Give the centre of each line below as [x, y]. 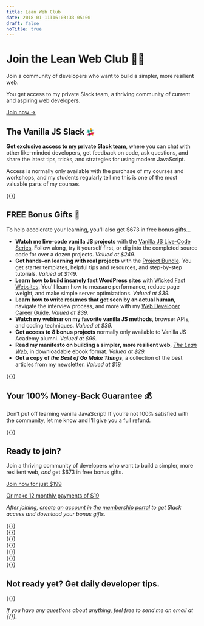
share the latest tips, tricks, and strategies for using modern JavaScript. [96, 159]
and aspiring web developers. [43, 100]
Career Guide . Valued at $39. [52, 312]
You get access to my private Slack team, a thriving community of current [98, 94]
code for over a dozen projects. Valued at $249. [75, 254]
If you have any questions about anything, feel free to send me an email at [100, 610]
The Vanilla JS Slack [46, 132]
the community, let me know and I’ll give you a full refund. [78, 420]
